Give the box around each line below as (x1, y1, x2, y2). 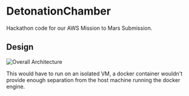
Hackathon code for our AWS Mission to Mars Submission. (6, 24, 153, 32)
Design (6, 42, 34, 52)
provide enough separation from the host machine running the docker (6, 76, 181, 83)
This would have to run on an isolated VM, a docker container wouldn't (6, 70, 183, 77)
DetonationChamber (6, 4, 111, 18)
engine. (6, 83, 25, 90)
